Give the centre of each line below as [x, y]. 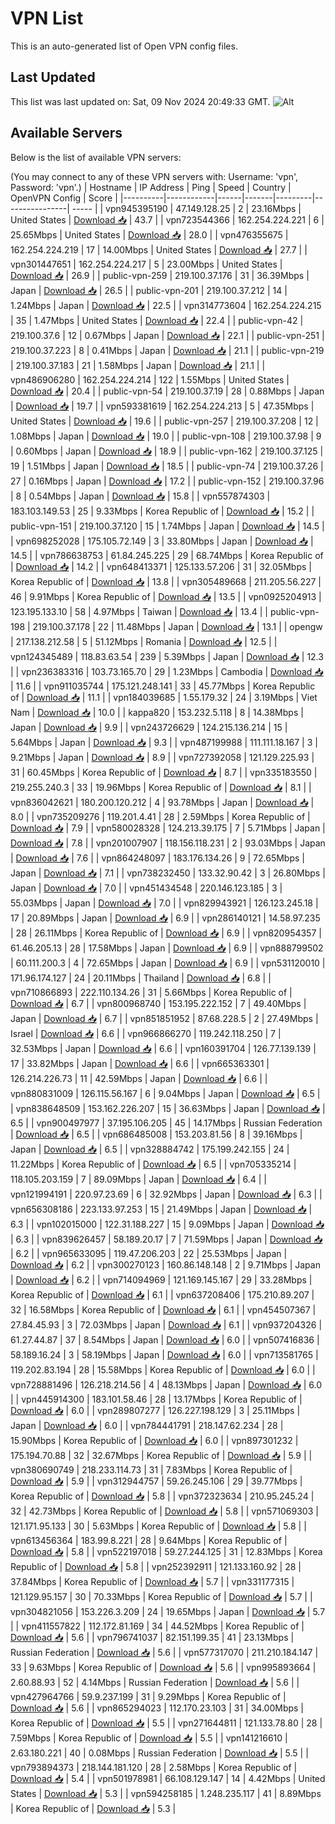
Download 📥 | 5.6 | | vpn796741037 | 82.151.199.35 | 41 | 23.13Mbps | [152, 1637]
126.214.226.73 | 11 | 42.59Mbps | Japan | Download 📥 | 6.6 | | [139, 1078]
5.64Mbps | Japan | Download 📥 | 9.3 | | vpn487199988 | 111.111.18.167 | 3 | [164, 742]
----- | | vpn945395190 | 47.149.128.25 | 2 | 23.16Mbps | [186, 208]
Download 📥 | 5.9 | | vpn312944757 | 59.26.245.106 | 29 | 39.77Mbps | [156, 1481]
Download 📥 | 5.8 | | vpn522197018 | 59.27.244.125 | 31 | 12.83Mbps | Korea [166, 1551]
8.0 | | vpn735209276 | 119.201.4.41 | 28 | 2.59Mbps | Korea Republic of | [160, 816]
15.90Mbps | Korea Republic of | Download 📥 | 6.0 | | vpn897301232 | [154, 1440]
